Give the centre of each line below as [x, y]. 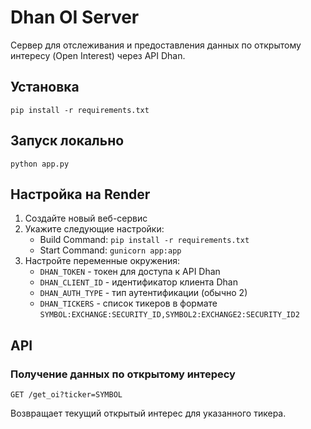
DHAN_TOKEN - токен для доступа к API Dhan [130, 272]
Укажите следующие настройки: [94, 229]
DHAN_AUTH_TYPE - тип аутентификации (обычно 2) [143, 293]
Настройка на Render [80, 194]
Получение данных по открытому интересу [123, 374]
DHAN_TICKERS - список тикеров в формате [128, 303]
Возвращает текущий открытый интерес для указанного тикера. [148, 413]
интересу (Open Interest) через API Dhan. [98, 55]
